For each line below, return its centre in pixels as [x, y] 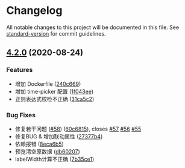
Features [20, 70]
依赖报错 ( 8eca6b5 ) [39, 144]
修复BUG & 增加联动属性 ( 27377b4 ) [59, 136]
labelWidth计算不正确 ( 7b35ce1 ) [55, 159]
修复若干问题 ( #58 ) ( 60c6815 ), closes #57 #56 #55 [78, 129]
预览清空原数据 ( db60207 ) [47, 151]
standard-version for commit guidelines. [56, 33]
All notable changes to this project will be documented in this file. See [93, 27]
